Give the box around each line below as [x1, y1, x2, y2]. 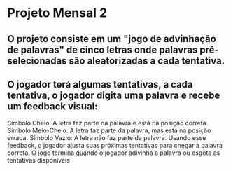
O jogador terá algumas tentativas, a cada [7, 78, 194, 90]
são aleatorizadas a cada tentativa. [69, 55, 225, 67]
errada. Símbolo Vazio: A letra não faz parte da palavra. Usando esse [7, 134, 206, 142]
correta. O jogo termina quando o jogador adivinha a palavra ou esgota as [7, 149, 220, 157]
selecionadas [7, 55, 67, 67]
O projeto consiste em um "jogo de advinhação [7, 33, 217, 45]
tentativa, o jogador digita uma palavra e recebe [7, 89, 220, 101]
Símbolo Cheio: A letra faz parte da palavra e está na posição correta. [7, 119, 209, 128]
